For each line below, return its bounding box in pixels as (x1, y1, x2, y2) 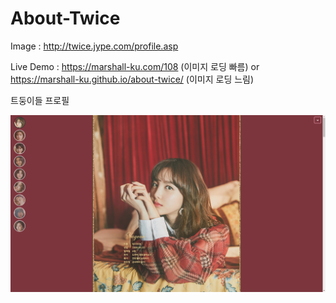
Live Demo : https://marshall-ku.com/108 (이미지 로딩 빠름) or (10, 60, 260, 72)
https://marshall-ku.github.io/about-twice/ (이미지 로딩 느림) (10, 73, 255, 85)
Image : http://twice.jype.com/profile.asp (10, 40, 179, 52)
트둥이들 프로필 (10, 94, 70, 106)
